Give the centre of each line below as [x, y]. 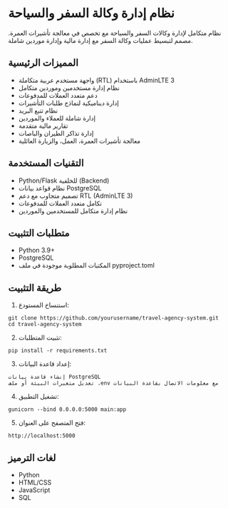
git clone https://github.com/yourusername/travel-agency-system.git [114, 318]
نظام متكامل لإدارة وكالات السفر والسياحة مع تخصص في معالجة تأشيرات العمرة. [115, 33]
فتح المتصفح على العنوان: [52, 423]
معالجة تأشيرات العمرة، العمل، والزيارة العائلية [79, 141]
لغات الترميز [32, 458]
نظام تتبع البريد [38, 110]
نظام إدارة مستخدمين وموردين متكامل [69, 88]
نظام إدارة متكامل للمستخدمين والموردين [73, 210]
